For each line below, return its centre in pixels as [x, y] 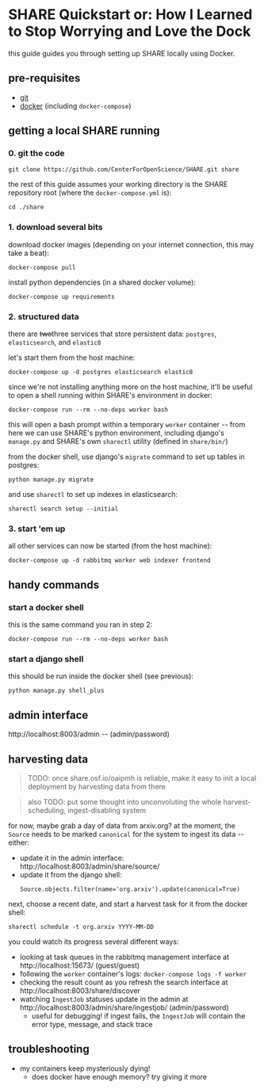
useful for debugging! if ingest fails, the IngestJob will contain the [138, 1015]
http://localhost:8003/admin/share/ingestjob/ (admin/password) [124, 1007]
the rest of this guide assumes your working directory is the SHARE [118, 185]
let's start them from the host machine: [72, 357]
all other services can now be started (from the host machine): [110, 546]
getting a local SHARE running [84, 131]
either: [19, 843]
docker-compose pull [42, 267]
